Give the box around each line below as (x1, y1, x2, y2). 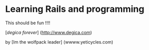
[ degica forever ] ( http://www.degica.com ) (5, 29, 92, 35)
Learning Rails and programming (5, 3, 144, 15)
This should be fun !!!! (5, 20, 50, 26)
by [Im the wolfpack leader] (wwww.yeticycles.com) (5, 39, 113, 45)
